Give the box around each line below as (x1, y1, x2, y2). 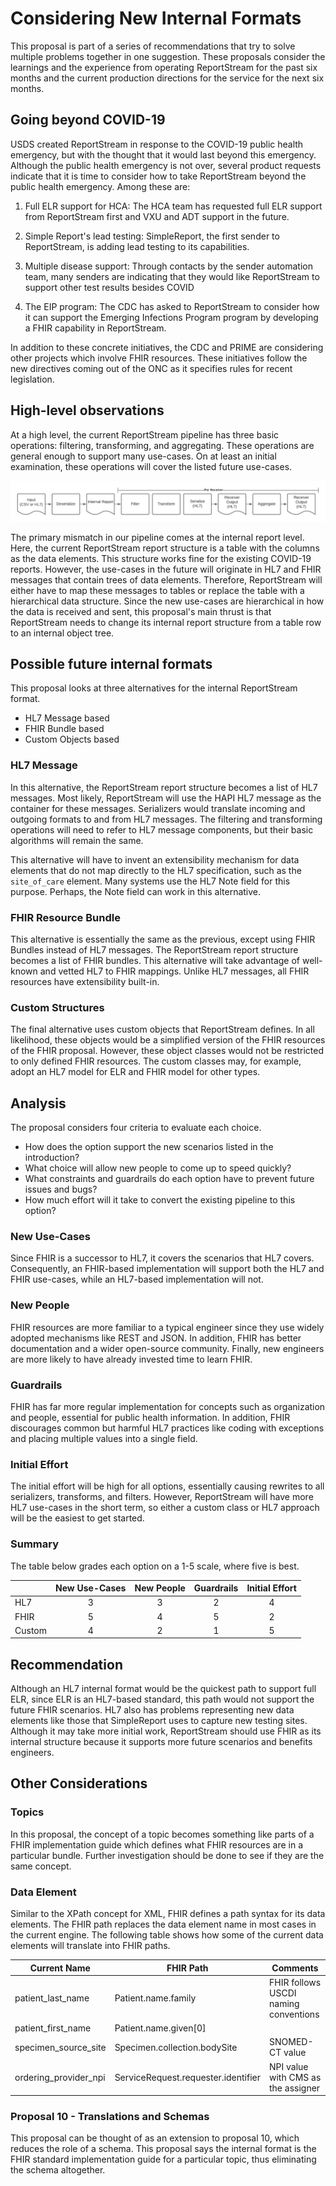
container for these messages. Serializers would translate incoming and (10, 802, 306, 814)
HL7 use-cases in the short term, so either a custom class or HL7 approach (10, 1502, 320, 1514)
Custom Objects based (24, 733, 120, 746)
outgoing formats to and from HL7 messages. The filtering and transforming (10, 813, 323, 825)
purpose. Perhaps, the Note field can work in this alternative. (10, 885, 262, 897)
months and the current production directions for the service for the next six (10, 72, 325, 84)
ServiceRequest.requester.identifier (114, 2071, 262, 2083)
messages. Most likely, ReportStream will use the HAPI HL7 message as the (10, 792, 322, 804)
